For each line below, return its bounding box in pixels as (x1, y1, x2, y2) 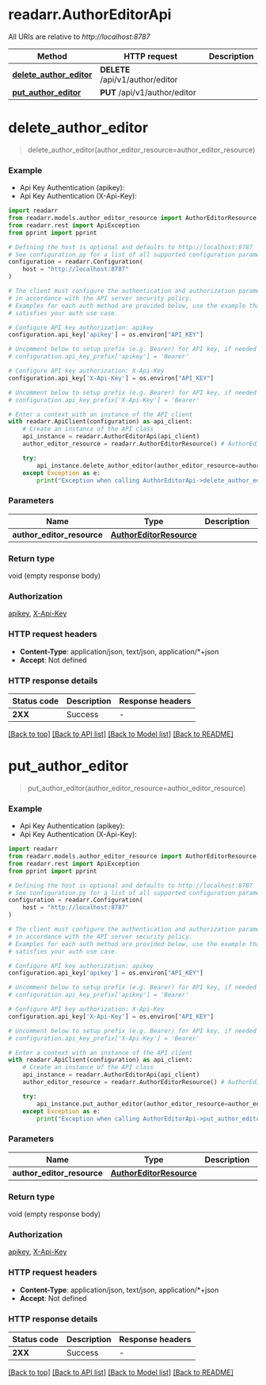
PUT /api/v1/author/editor (100, 87, 196, 98)
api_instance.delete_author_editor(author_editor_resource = (36, 461, 239, 469)
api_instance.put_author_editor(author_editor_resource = (36, 1100, 228, 1108)
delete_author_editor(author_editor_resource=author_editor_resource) (27, 145, 256, 154)
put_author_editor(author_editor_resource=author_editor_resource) (27, 783, 246, 793)
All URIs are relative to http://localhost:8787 (8, 32, 150, 41)
